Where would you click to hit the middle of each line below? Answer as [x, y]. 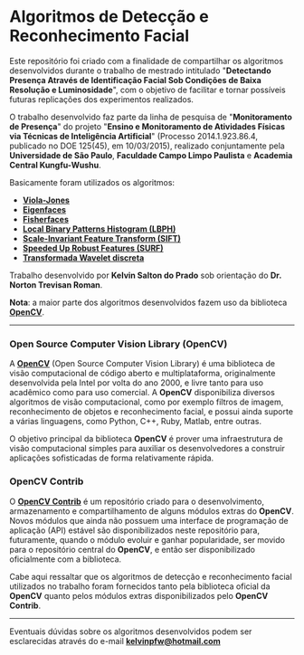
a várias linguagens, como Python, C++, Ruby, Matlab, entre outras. [136, 422]
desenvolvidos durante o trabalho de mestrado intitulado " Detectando [140, 71]
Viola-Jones [46, 200]
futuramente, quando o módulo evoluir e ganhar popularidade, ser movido [147, 539]
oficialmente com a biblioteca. [66, 559]
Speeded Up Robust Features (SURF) [93, 248]
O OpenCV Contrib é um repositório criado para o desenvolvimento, [137, 501]
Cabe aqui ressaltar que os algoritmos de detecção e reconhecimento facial [151, 576]
